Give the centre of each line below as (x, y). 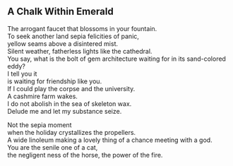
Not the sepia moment (40, 125)
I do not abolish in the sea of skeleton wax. (70, 103)
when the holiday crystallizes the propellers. (72, 132)
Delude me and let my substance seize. (65, 111)
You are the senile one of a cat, (53, 147)
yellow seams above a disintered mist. (63, 43)
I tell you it (22, 73)
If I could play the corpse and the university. (71, 88)
